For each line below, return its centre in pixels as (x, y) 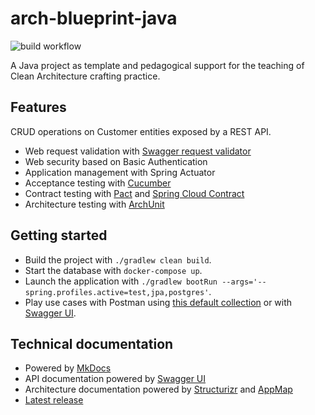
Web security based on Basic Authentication (116, 161)
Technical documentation (92, 343)
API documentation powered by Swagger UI (115, 379)
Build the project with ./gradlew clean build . (118, 259)
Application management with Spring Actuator (120, 172)
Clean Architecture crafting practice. (85, 76)
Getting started (59, 235)
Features (38, 107)
